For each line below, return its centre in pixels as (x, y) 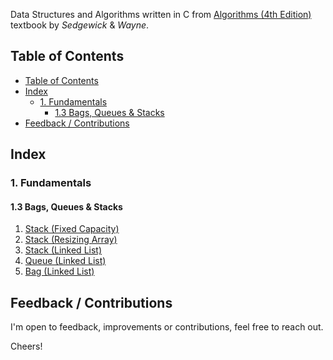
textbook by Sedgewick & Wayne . (80, 25)
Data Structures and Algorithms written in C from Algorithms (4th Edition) (161, 14)
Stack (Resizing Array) (71, 240)
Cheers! (26, 346)
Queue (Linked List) (65, 261)
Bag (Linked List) (59, 271)
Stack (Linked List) (63, 250)
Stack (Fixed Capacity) (72, 229)
